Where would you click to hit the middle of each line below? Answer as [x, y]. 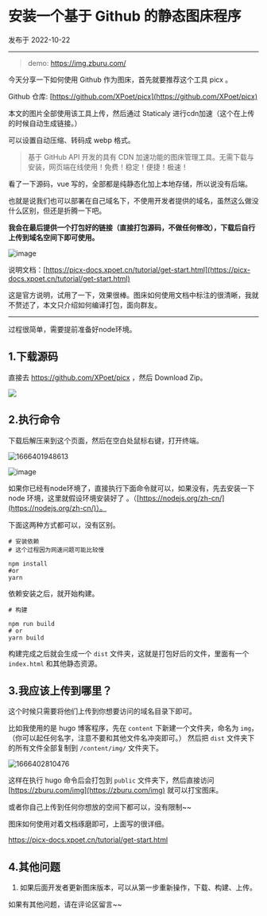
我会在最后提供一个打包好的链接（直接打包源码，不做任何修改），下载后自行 [132, 227]
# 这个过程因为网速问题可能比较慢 [56, 550]
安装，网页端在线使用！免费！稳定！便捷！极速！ [108, 167]
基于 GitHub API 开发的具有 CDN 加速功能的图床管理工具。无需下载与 [141, 157]
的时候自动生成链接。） [45, 123]
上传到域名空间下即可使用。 [54, 237]
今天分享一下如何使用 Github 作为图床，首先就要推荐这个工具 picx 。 [120, 79]
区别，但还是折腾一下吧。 [64, 211]
